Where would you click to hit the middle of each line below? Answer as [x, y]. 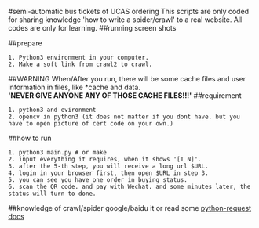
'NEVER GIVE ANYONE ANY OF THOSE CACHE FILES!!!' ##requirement [125, 96]
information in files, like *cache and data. [75, 87]
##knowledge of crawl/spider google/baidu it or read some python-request [130, 208]
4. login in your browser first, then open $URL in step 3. [109, 173]
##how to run [30, 138]
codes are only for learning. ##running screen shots [92, 28]
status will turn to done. [52, 194]
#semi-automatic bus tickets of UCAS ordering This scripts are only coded [129, 11]
